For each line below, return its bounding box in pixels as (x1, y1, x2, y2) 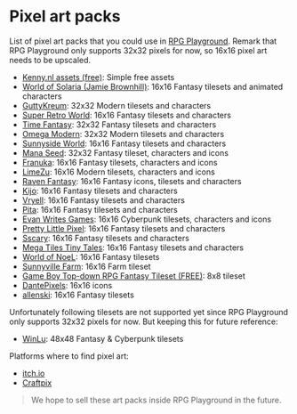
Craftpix (21, 377, 52, 388)
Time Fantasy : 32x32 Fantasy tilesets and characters (21, 118, 217, 130)
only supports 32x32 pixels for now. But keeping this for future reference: (9, 316, 278, 327)
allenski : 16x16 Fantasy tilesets (21, 289, 135, 300)
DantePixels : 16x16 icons (21, 280, 113, 290)
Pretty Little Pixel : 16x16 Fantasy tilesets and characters (21, 223, 226, 233)
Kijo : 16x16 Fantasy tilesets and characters (21, 185, 178, 196)
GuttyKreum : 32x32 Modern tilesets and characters (21, 100, 212, 110)
